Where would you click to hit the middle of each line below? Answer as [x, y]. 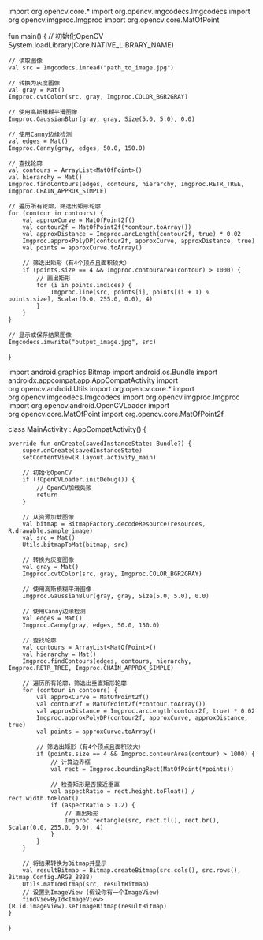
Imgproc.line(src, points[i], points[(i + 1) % [130, 292]
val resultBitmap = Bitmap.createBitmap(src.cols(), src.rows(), [132, 871]
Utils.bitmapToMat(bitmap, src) [75, 545]
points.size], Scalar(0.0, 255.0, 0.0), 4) [81, 299]
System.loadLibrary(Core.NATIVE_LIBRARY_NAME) [91, 45]
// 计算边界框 [70, 762]
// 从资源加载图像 [48, 517]
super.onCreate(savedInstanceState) [83, 451]
